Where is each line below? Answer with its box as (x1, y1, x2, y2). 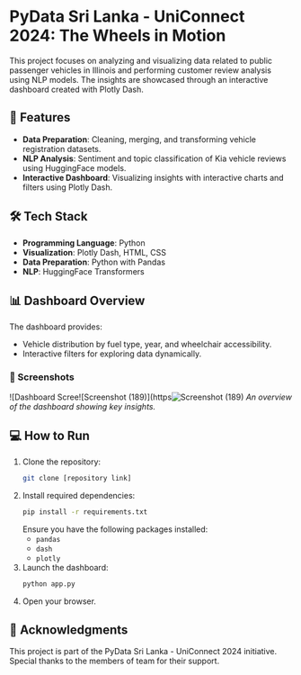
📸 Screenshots (9, 371, 75, 383)
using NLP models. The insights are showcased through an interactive (9, 74, 269, 85)
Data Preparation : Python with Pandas (22, 256, 166, 267)
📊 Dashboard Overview (9, 292, 146, 308)
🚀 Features (9, 110, 71, 125)
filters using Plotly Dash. (22, 182, 113, 193)
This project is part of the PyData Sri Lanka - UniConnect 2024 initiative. (9, 645, 278, 656)
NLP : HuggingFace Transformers (22, 265, 146, 276)
